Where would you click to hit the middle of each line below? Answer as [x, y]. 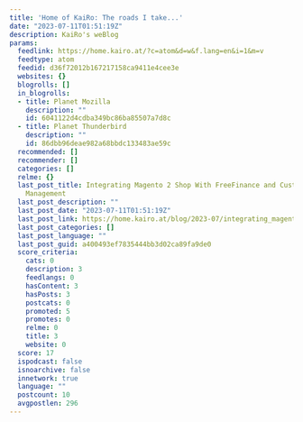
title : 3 [42, 336]
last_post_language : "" [62, 235]
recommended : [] [48, 151]
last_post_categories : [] [66, 227]
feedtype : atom [46, 60]
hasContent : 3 [52, 286]
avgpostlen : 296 [48, 404]
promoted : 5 [48, 311]
